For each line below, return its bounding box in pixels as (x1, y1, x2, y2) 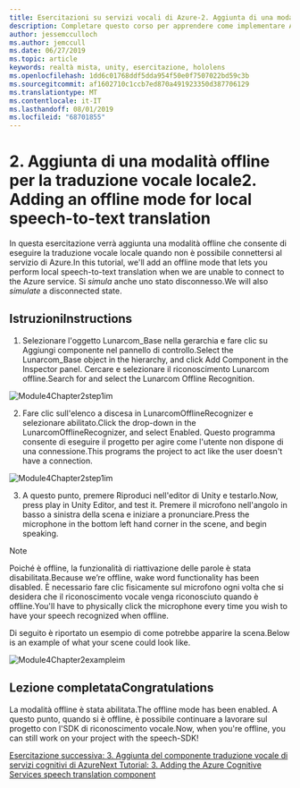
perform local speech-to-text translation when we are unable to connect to (9, 267, 285, 277)
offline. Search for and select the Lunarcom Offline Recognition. (21, 373, 255, 384)
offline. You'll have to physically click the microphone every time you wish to (9, 600, 288, 611)
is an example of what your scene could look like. (9, 637, 191, 648)
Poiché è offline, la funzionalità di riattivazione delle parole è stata (9, 563, 252, 573)
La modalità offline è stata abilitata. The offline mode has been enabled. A (9, 704, 279, 715)
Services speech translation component (9, 768, 156, 779)
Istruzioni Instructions (9, 311, 132, 326)
